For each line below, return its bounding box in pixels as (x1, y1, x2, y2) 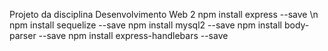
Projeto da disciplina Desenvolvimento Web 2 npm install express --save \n (9, 9, 319, 20)
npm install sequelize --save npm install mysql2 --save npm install (9, 19, 283, 31)
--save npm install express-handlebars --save (38, 30, 229, 41)
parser (9, 30, 37, 41)
